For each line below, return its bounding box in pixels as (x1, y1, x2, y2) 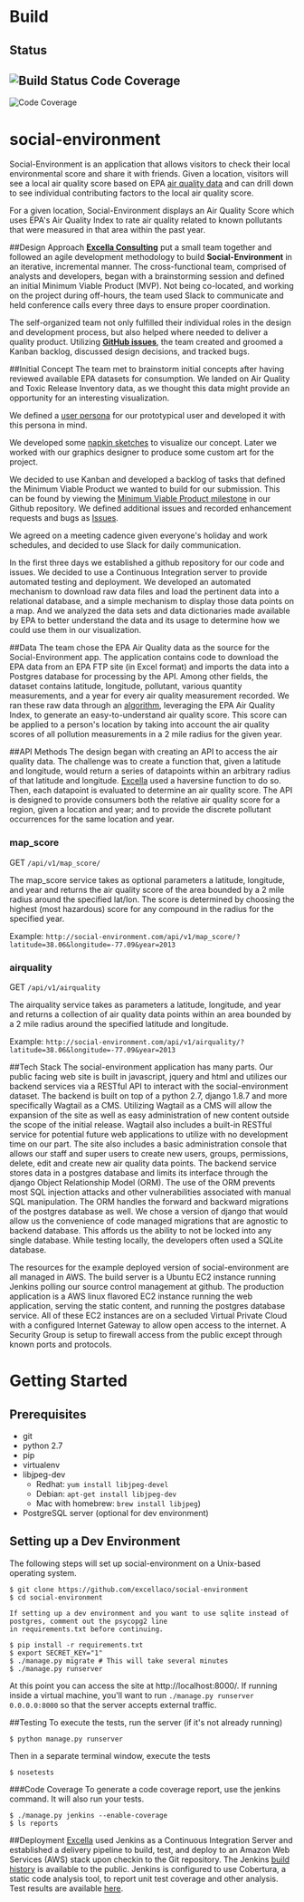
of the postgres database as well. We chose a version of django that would (9, 1206, 288, 1216)
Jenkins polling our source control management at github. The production (9, 1281, 285, 1292)
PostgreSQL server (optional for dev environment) (22, 1507, 210, 1518)
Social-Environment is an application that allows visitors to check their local (9, 158, 291, 169)
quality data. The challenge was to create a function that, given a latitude (9, 756, 281, 767)
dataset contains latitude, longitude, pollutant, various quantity (9, 681, 242, 692)
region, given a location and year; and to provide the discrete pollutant (9, 804, 271, 815)
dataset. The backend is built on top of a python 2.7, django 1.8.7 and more (9, 1090, 288, 1101)
